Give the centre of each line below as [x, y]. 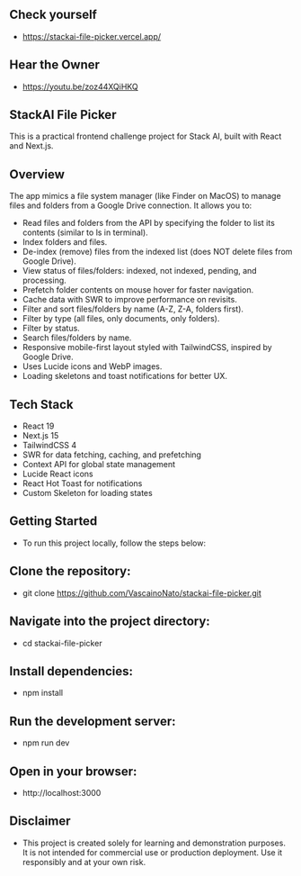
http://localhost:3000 [62, 792]
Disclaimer [40, 822]
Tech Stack [41, 404]
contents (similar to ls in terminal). [85, 232]
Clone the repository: [70, 571]
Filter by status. [51, 329]
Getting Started [53, 521]
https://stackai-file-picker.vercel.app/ [92, 36]
